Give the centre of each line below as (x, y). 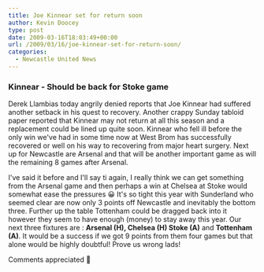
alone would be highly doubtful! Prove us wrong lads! (95, 244)
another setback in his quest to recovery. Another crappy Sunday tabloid (126, 112)
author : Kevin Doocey (44, 23)
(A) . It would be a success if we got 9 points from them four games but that (131, 236)
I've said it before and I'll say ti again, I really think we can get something (126, 178)
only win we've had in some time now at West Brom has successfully (120, 138)
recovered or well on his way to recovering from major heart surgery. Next (128, 145)
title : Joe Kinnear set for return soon (76, 15)
